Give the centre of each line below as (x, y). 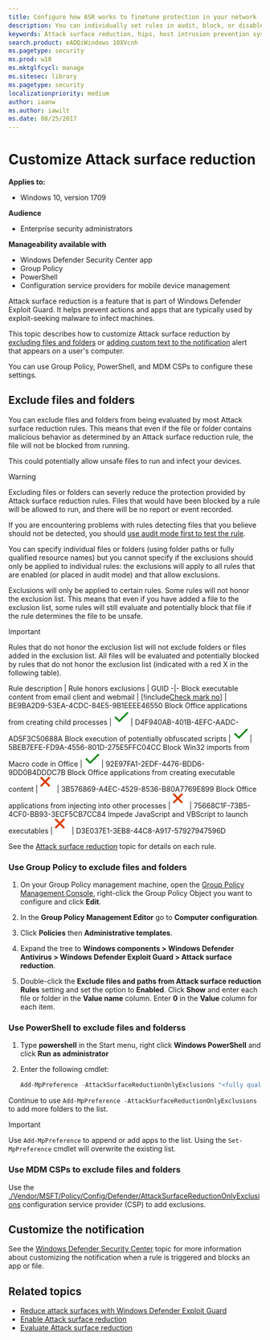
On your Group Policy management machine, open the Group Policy (132, 884)
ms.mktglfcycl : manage (46, 68)
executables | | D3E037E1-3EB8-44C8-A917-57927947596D (117, 831)
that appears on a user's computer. (66, 351)
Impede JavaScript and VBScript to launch (178, 814)
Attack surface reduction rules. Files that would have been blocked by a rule (134, 501)
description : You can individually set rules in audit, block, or (122, 25)
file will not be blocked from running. (69, 445)
